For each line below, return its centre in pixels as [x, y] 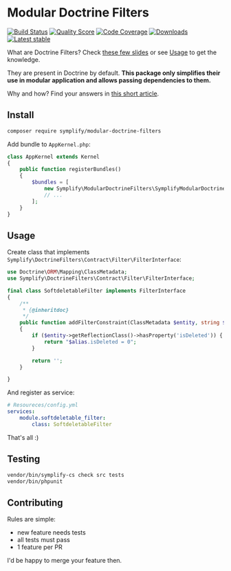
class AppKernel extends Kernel [53, 157]
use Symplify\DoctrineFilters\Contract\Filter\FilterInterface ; [101, 279]
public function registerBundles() [70, 170]
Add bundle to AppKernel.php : [49, 144]
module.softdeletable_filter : [63, 418]
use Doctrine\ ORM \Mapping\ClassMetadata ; [67, 272]
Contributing [35, 503]
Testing [24, 459]
